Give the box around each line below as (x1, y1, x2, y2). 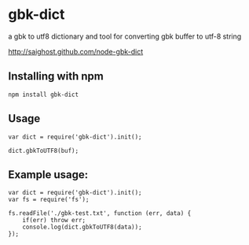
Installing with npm (8, 69, 104, 84)
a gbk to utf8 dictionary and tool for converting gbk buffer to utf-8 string (8, 32, 242, 41)
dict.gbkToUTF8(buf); (8, 147, 79, 154)
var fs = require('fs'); (8, 195, 90, 204)
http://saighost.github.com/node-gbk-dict (8, 46, 144, 56)
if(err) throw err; (22, 217, 86, 225)
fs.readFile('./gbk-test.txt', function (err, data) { (8, 210, 192, 217)
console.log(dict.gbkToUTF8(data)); (22, 223, 143, 232)
